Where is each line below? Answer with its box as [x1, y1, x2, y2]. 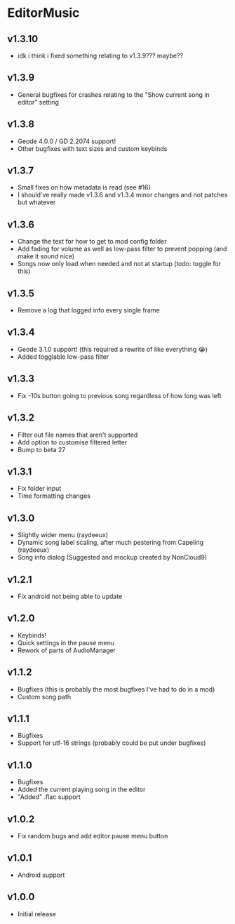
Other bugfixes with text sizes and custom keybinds [17, 144, 168, 152]
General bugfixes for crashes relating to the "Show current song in [17, 90, 210, 99]
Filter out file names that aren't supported [17, 430, 138, 439]
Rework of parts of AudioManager [17, 646, 116, 654]
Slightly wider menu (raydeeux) [17, 531, 109, 539]
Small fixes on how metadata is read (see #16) [17, 183, 151, 192]
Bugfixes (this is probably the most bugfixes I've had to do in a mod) [17, 685, 215, 693]
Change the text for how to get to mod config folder [17, 237, 167, 246]
